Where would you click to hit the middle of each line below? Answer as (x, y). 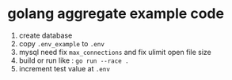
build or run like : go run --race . (74, 60)
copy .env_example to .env (61, 43)
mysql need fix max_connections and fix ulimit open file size (115, 52)
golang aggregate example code (116, 14)
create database (46, 35)
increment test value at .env (64, 68)
